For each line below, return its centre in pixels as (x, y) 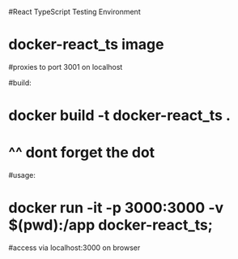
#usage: (22, 175)
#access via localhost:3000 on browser (74, 248)
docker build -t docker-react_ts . (119, 116)
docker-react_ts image (86, 45)
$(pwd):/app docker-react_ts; (110, 225)
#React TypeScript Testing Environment (74, 12)
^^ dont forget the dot (82, 153)
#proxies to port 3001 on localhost (66, 67)
